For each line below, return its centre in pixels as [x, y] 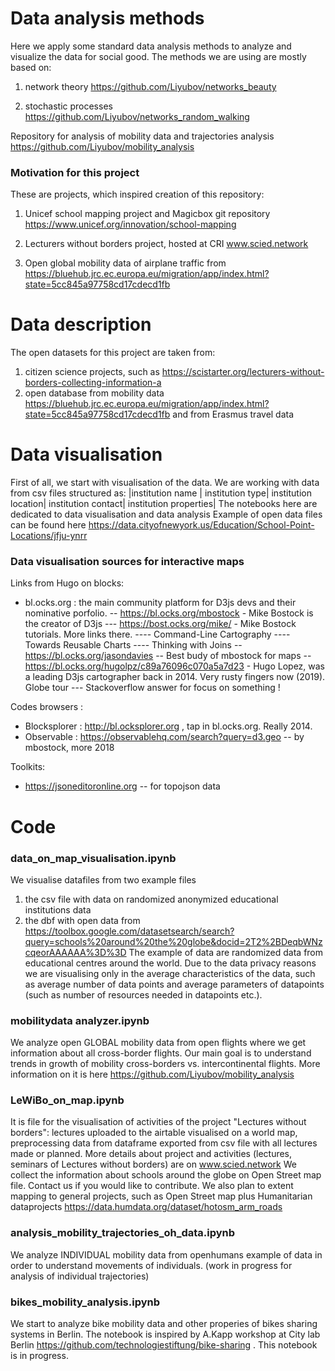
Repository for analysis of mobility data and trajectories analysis [142, 136]
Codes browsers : [47, 707]
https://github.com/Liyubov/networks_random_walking [137, 116]
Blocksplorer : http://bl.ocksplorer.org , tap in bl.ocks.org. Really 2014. [168, 726]
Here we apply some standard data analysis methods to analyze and [151, 46]
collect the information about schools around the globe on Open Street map [166, 1175]
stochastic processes [68, 106]
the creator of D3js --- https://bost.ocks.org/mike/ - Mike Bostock [160, 624]
